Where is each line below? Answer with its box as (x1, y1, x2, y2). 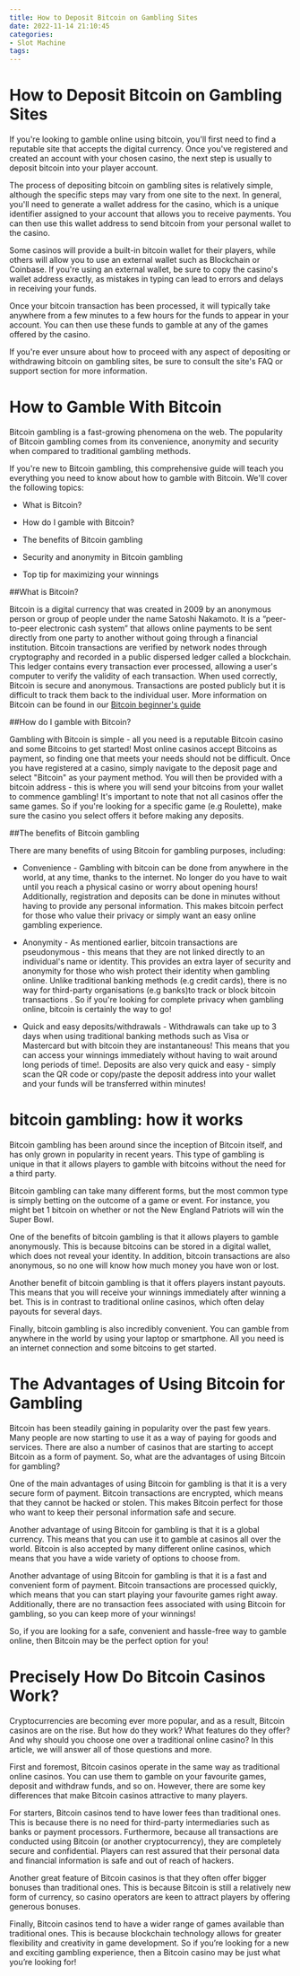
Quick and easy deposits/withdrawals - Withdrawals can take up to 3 (21, 1021, 278, 1032)
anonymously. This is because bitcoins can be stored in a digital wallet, (9, 1240, 271, 1252)
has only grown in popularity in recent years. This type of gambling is (9, 1149, 265, 1159)
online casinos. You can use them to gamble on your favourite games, (9, 1771, 267, 1781)
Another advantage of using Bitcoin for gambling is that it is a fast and (9, 1569, 267, 1580)
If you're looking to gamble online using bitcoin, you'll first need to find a (9, 134, 277, 144)
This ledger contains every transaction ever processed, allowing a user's (9, 661, 278, 671)
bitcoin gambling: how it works (9, 1110, 244, 1131)
